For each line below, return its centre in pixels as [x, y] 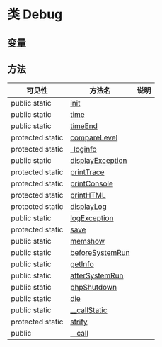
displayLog [89, 207]
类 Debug [35, 15]
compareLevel [94, 137]
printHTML [88, 195]
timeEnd [84, 126]
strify [79, 322]
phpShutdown [94, 288]
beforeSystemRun [100, 253]
